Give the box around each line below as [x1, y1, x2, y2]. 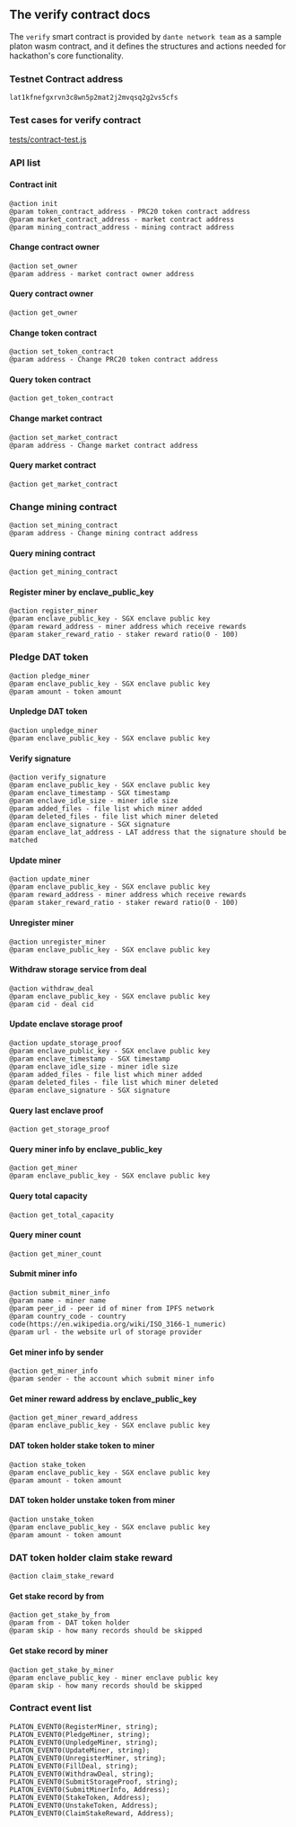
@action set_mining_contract [9, 521, 118, 530]
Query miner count [9, 1230, 82, 1240]
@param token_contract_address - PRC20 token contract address [9, 207, 251, 216]
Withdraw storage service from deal [9, 964, 147, 975]
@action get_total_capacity [9, 1210, 115, 1220]
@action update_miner [9, 874, 91, 884]
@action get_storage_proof [9, 1124, 110, 1134]
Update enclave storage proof [9, 1018, 123, 1029]
